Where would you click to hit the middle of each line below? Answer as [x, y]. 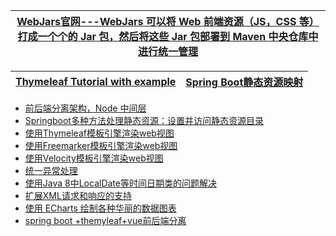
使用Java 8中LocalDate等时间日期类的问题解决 [120, 183]
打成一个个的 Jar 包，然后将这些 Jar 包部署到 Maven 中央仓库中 [168, 36]
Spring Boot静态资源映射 [244, 82]
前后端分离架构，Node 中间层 [85, 108]
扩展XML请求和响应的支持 [78, 195]
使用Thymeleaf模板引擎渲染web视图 [99, 133]
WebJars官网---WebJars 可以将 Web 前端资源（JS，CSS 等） [168, 21]
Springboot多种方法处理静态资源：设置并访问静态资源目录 [144, 120]
